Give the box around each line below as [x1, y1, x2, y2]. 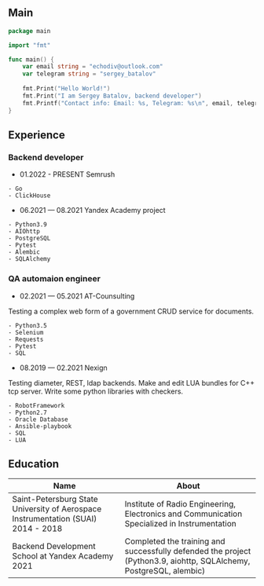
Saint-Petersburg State [12, 494, 98, 505]
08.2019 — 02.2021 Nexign [19, 363, 108, 372]
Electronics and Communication [124, 508, 243, 519]
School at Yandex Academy [12, 551, 114, 562]
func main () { [8, 55, 55, 64]
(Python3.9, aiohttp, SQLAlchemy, [124, 555, 251, 566]
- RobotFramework [8, 401, 65, 409]
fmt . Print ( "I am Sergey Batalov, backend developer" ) [22, 92, 202, 100]
